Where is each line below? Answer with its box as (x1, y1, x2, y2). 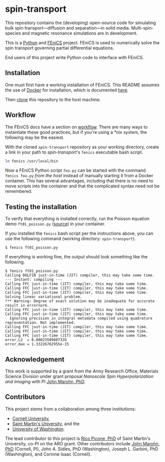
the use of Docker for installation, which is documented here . (5, 87, 129, 93)
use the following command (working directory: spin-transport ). (5, 236, 136, 242)
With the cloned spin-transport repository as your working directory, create (5, 144, 160, 150)
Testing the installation (5, 203, 77, 211)
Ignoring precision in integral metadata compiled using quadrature (9, 316, 153, 321)
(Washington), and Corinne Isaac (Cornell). (5, 451, 92, 457)
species (5, 30, 21, 36)
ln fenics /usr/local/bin (5, 158, 58, 163)
